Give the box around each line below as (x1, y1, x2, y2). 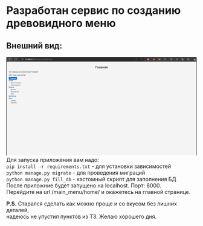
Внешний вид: (6, 40, 62, 51)
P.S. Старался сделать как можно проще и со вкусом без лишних (6, 200, 177, 207)
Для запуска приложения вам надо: (6, 156, 100, 163)
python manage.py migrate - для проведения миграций (6, 169, 146, 176)
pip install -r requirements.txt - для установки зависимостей (6, 163, 172, 170)
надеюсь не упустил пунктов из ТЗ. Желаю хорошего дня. (6, 213, 157, 220)
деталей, (6, 206, 29, 213)
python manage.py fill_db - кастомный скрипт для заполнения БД (6, 175, 176, 182)
